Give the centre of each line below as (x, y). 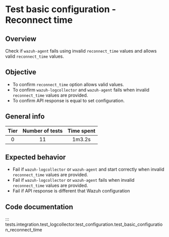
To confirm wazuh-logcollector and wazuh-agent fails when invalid (81, 90)
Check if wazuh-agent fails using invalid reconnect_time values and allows (81, 51)
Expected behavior (36, 157)
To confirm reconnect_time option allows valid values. (68, 84)
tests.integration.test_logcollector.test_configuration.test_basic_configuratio (84, 224)
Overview (21, 39)
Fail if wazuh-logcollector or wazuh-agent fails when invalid (73, 180)
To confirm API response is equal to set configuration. (69, 100)
